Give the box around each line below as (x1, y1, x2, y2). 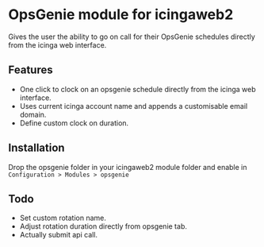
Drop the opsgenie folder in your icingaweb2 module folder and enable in (8, 162, 247, 172)
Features (8, 64, 53, 77)
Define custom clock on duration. (19, 118, 129, 128)
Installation (8, 141, 65, 155)
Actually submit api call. (19, 230, 98, 240)
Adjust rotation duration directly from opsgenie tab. (19, 222, 188, 231)
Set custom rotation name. (19, 213, 107, 223)
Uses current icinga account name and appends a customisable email (19, 101, 248, 110)
